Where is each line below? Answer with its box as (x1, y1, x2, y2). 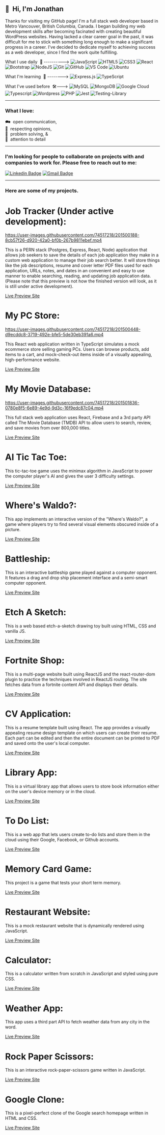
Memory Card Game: (5, 863, 92, 875)
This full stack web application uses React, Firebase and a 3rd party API (5, 415, 151, 421)
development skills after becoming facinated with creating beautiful (5, 28, 141, 34)
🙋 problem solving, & (5, 131, 48, 137)
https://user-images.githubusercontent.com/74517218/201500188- (5, 232, 140, 238)
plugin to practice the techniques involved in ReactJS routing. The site (5, 676, 147, 682)
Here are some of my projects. (5, 187, 79, 194)
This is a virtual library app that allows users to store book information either (5, 783, 160, 789)
